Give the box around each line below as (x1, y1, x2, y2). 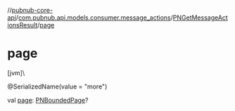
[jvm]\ (7, 68, 25, 77)
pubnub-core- (11, 6, 53, 14)
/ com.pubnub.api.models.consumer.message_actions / (15, 13, 174, 22)
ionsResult (7, 21, 38, 29)
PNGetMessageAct (172, 13, 229, 22)
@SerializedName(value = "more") (7, 82, 108, 91)
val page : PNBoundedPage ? (7, 96, 89, 104)
